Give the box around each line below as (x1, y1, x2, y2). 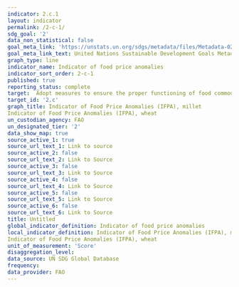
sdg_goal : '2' (7, 30, 50, 38)
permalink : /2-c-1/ (7, 24, 65, 31)
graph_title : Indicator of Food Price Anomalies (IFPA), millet (7, 103, 202, 110)
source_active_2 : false (7, 150, 78, 157)
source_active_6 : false (7, 202, 78, 210)
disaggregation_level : (7, 249, 75, 256)
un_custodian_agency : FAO (7, 116, 84, 123)
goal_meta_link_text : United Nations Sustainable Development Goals (7, 51, 215, 58)
